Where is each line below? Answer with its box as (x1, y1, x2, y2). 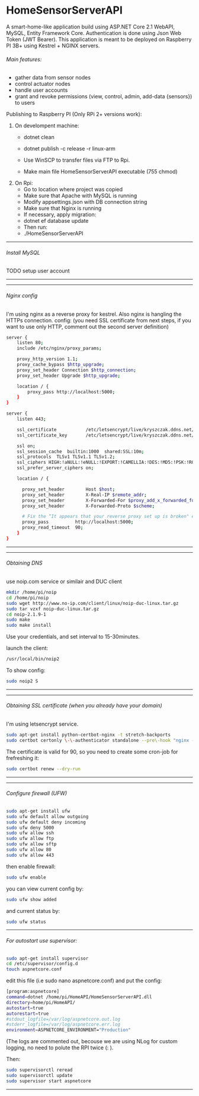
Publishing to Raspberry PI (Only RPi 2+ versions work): (6, 111, 142, 118)
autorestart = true (6, 1011, 49, 1017)
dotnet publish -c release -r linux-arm (23, 145, 115, 152)
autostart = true (6, 1005, 44, 1011)
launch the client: (6, 645, 49, 652)
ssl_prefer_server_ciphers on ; (17, 465, 94, 471)
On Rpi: (14, 180, 33, 187)
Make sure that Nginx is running (23, 205, 102, 212)
